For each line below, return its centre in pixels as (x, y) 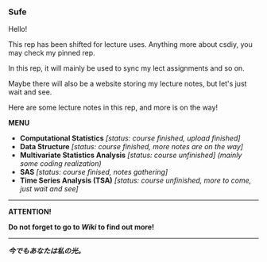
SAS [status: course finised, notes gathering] (94, 172)
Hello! (18, 29)
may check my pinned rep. (52, 53)
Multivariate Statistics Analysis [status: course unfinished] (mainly (131, 155)
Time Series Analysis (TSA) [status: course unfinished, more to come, (135, 180)
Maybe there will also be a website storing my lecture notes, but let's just (128, 84)
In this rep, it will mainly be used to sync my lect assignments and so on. (126, 68)
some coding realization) (60, 164)
